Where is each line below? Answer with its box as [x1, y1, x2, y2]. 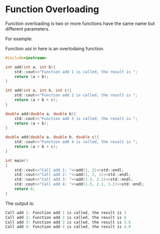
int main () [5, 158, 29, 163]
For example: [5, 36, 33, 42]
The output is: [5, 200, 35, 207]
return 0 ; [14, 187, 36, 192]
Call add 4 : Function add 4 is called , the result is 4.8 [5, 224, 131, 229]
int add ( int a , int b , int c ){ [5, 88, 72, 93]
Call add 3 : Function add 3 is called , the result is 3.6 [5, 220, 131, 225]
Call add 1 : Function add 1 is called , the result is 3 [5, 210, 126, 215]
